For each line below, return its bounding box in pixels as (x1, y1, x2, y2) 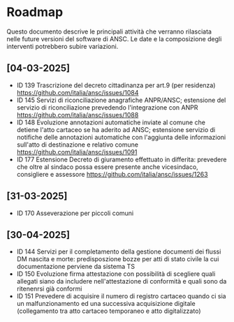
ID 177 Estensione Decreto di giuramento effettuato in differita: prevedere (16, 155, 227, 163)
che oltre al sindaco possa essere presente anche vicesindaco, (16, 162, 198, 171)
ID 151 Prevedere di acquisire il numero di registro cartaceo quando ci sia (16, 292, 226, 300)
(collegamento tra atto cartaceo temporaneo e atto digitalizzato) (16, 307, 201, 315)
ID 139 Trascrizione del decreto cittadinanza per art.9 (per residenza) (16, 81, 216, 89)
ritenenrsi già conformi (16, 284, 82, 293)
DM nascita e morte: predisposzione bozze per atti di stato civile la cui (16, 255, 219, 263)
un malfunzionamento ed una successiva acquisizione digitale (16, 300, 196, 308)
